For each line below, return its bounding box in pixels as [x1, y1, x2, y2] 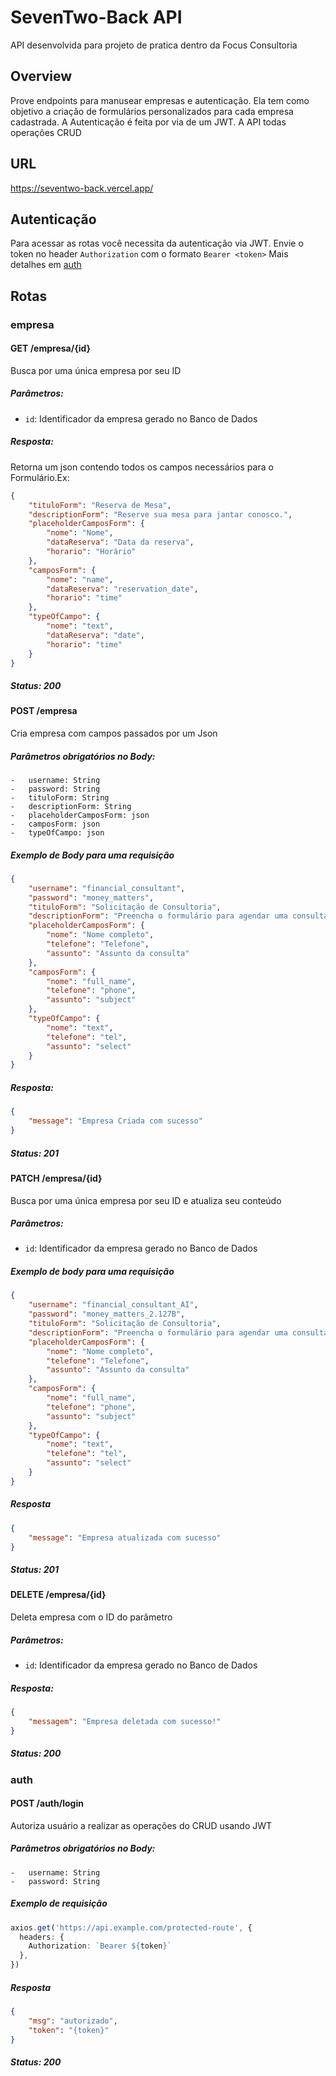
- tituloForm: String [10, 793, 110, 803]
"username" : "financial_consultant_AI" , [28, 1300, 199, 1310]
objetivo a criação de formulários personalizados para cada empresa [10, 105, 294, 117]
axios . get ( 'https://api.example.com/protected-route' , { [10, 1922, 253, 1933]
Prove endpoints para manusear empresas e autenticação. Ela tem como [10, 94, 310, 106]
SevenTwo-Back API [10, 6, 183, 29]
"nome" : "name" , [46, 574, 114, 585]
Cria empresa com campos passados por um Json [10, 727, 218, 740]
